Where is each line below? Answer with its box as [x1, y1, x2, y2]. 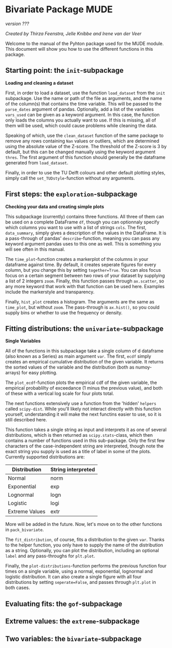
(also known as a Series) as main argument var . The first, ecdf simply [5, 353, 152, 359]
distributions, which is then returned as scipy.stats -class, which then [5, 432, 153, 438]
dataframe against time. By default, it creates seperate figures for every [5, 261, 157, 268]
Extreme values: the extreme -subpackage [5, 617, 140, 626]
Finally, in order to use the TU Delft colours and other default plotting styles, [5, 169, 165, 175]
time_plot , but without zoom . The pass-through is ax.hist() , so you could [5, 304, 160, 310]
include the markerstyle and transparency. [5, 289, 95, 295]
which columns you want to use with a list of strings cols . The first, [5, 224, 147, 230]
